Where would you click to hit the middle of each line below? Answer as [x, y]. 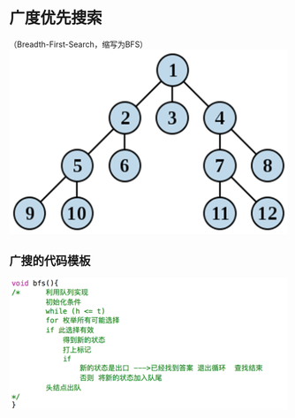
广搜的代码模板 [50, 261]
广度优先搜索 [56, 18]
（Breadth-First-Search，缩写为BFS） [79, 44]
